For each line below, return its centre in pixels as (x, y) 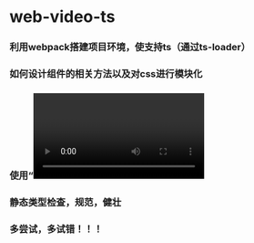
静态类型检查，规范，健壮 (66, 202)
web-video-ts (62, 17)
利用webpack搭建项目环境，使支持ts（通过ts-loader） (130, 48)
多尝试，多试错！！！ (56, 228)
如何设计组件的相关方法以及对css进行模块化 (106, 74)
